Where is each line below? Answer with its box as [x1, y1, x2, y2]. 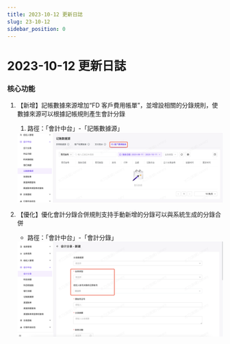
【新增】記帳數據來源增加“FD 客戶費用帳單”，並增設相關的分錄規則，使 [16, 101, 218, 109]
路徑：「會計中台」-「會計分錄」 [27, 234, 118, 242]
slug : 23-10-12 [7, 18, 51, 25]
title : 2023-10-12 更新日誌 [7, 11, 84, 18]
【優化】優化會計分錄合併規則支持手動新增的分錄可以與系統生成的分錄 [16, 210, 216, 219]
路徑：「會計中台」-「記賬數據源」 [27, 124, 124, 132]
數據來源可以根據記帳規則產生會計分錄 [16, 110, 125, 118]
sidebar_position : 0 [7, 25, 66, 32]
